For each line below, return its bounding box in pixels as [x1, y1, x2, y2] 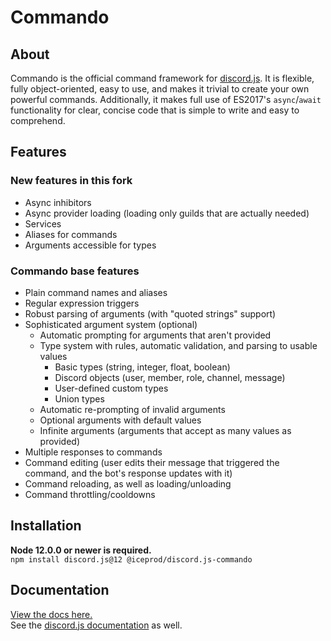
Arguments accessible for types [24, 239, 157, 251]
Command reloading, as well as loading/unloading [24, 477, 232, 490]
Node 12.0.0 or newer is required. [10, 544, 152, 556]
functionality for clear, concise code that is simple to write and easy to [10, 104, 300, 116]
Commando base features [10, 264, 140, 278]
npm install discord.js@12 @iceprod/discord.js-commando [10, 554, 253, 565]
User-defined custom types [54, 382, 169, 394]
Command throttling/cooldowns [24, 488, 156, 500]
